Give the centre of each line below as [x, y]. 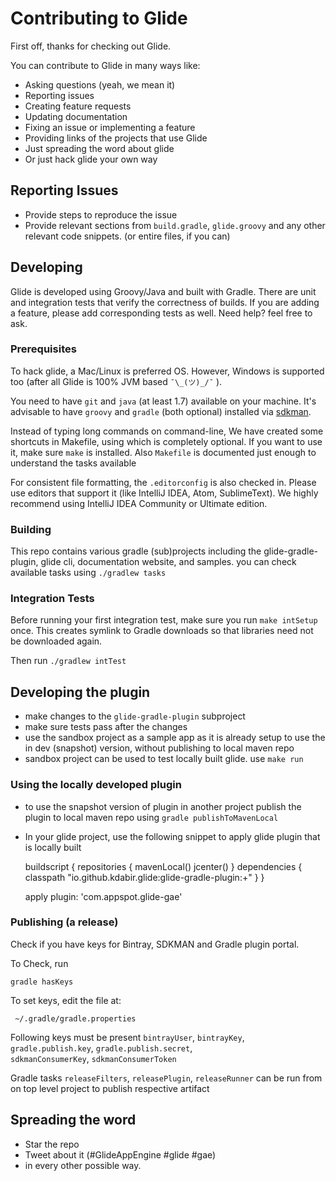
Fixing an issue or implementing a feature [110, 127]
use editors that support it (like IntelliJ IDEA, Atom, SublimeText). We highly [164, 493]
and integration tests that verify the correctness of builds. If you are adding [165, 302]
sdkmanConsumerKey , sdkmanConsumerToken [93, 1058]
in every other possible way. [83, 1165]
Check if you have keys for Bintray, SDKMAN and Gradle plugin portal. [155, 944]
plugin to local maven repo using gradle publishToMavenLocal [151, 817]
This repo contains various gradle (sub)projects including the [136, 551]
